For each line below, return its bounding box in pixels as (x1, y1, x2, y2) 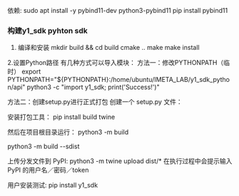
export (21, 67, 41, 76)
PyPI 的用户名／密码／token (7, 166, 89, 175)
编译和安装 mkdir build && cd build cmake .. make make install (17, 43, 200, 52)
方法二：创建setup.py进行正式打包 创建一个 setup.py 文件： (7, 98, 183, 106)
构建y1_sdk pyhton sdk (7, 26, 88, 36)
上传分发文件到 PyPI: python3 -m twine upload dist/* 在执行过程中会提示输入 (7, 157, 233, 165)
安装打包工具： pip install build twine (7, 113, 116, 121)
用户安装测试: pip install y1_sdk (7, 181, 98, 190)
